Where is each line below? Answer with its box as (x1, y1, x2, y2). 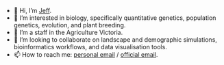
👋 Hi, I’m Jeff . (13, 7, 52, 14)
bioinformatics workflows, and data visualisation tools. (13, 43, 168, 51)
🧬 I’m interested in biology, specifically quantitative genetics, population (13, 14, 216, 22)
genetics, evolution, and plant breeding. (13, 21, 126, 29)
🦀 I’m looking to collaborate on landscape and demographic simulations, (13, 36, 218, 44)
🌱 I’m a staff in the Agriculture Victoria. (13, 28, 123, 36)
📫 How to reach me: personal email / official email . (13, 51, 158, 58)
